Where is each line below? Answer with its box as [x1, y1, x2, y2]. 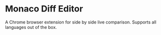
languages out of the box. [5, 24, 57, 30]
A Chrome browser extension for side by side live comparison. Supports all [5, 19, 157, 25]
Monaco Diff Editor [5, 3, 83, 14]
